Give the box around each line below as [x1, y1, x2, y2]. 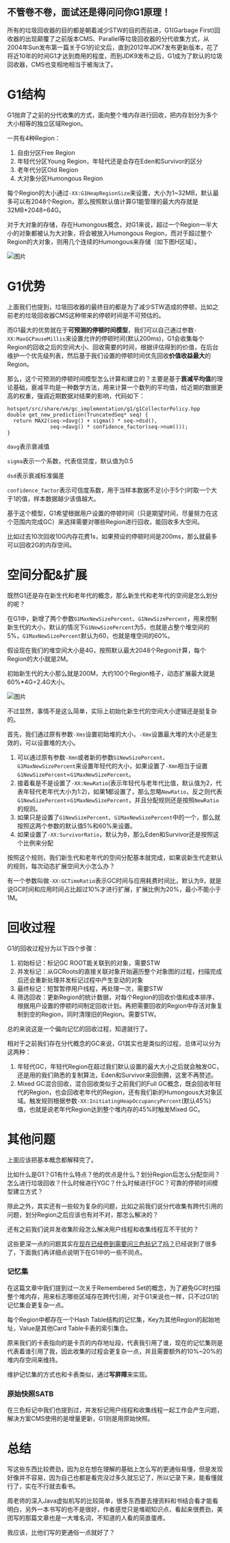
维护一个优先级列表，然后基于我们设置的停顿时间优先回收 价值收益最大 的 [7, 351, 211, 360]
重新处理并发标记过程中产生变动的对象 [35, 976, 144, 984]
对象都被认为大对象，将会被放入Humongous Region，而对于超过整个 [18, 229, 213, 237]
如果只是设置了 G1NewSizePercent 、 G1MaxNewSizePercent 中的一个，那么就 [16, 813, 221, 821]
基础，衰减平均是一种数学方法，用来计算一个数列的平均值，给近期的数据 [12, 383, 217, 391]
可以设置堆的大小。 [25, 739, 79, 747]
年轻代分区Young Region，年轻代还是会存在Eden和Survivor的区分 [16, 157, 203, 165]
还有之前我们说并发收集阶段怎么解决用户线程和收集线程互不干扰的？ [7, 1225, 199, 1233]
